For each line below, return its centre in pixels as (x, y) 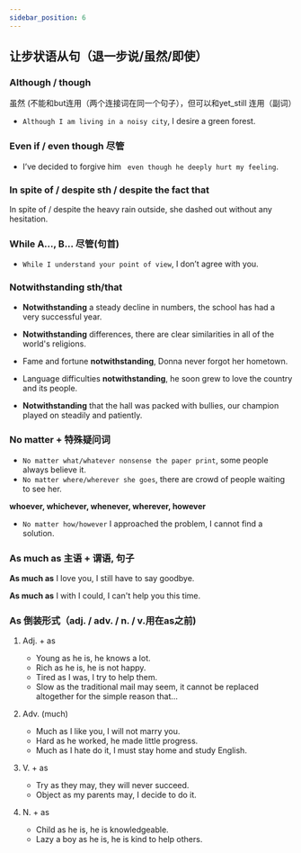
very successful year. (62, 317)
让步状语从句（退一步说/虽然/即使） (109, 56)
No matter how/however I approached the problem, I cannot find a (142, 524)
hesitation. (29, 219)
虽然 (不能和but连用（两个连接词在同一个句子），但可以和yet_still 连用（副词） (153, 103)
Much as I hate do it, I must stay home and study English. (141, 750)
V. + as (35, 768)
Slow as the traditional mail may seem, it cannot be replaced (147, 687)
